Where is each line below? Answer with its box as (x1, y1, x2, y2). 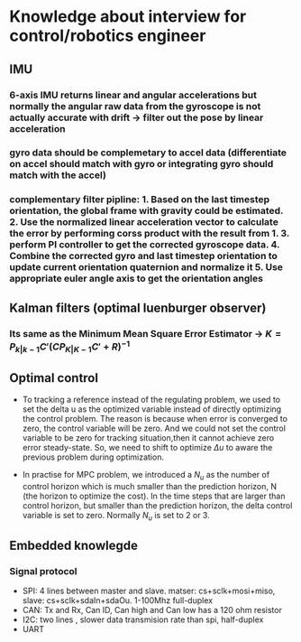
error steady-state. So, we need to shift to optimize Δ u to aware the (22, 442, 273, 453)
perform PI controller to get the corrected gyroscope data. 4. (9, 238, 280, 251)
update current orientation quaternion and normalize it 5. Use (9, 261, 284, 274)
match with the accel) (9, 169, 106, 181)
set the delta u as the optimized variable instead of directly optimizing (22, 404, 282, 414)
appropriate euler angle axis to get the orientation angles (9, 273, 264, 285)
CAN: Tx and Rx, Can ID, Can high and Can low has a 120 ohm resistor (22, 605, 282, 616)
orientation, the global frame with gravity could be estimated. (9, 205, 284, 218)
